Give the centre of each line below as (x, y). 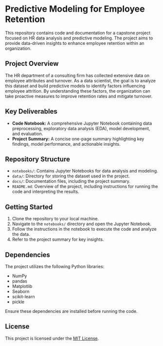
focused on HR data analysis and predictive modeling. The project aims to (79, 38)
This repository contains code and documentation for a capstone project (78, 33)
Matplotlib (22, 286)
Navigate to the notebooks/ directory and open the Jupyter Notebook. (82, 224)
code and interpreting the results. (45, 192)
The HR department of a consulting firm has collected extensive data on (77, 75)
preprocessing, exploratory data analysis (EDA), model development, (81, 128)
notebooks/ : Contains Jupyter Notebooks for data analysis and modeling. (85, 171)
